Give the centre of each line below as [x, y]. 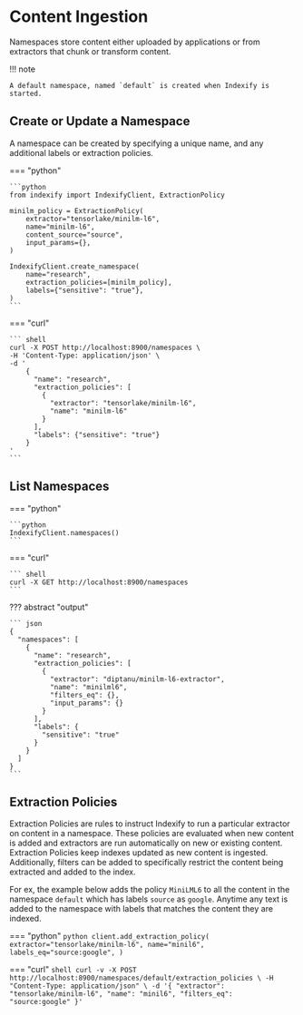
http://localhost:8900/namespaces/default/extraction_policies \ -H [142, 978]
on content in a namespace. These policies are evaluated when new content [152, 834]
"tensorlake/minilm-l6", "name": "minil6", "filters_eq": [121, 994]
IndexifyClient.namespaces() [64, 532]
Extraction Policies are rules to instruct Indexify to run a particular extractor [150, 824]
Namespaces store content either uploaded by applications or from [135, 42]
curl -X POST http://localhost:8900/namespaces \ [105, 347]
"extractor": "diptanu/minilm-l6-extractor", [137, 679]
